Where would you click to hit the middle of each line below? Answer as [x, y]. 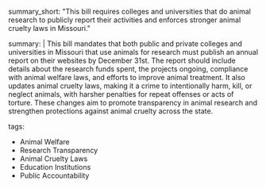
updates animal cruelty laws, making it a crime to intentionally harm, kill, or [130, 86]
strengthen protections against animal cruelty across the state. [111, 111]
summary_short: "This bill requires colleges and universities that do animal [130, 12]
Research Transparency [59, 150]
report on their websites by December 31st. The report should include [122, 60]
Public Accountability [54, 175]
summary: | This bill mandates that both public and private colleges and [125, 44]
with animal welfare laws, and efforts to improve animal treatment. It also [127, 77]
